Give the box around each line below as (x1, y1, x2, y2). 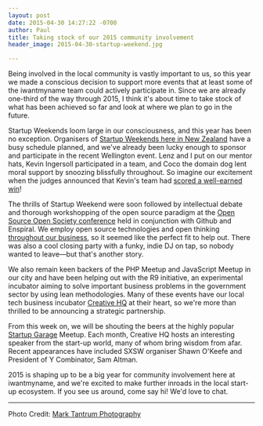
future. (8, 111, 30, 120)
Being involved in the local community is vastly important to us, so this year (8, 69, 251, 78)
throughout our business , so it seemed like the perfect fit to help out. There (8, 233, 250, 242)
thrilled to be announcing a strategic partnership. (8, 307, 166, 316)
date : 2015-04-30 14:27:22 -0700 (8, 19, 117, 27)
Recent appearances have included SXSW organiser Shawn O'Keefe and (8, 347, 243, 356)
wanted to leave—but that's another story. (8, 249, 144, 259)
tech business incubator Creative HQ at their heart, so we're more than (8, 298, 236, 308)
